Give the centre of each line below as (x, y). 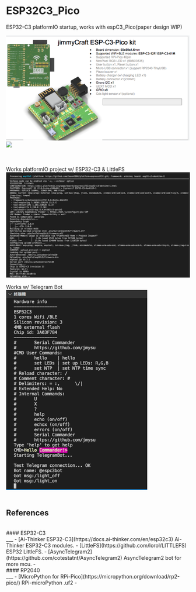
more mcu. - (21, 564)
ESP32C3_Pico (43, 11)
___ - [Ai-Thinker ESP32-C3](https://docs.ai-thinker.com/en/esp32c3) (90, 539)
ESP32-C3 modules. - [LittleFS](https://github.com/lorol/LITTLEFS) (106, 545)
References (27, 513)
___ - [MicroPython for (33, 576)
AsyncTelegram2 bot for (153, 557)
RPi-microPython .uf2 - (49, 583)
